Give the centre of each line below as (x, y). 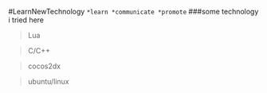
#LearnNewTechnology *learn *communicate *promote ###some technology (133, 12)
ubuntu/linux (48, 81)
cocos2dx (44, 66)
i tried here (26, 20)
